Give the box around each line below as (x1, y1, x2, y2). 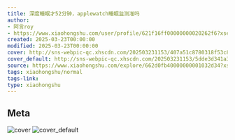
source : (7, 62, 30, 69)
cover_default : (7, 56, 52, 63)
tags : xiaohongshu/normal (7, 68, 83, 75)
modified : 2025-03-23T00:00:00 (7, 42, 99, 49)
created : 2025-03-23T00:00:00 (7, 36, 96, 43)
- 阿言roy (7, 23, 34, 30)
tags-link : (7, 75, 39, 82)
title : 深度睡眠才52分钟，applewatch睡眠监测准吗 (7, 10, 140, 17)
